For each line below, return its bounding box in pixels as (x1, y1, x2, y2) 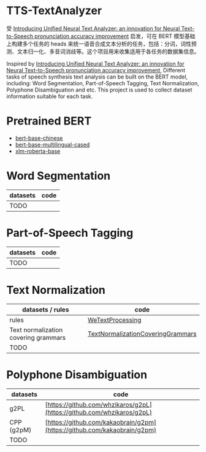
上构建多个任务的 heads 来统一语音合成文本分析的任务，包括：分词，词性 (6, 40, 192, 47)
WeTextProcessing (88, 315, 142, 324)
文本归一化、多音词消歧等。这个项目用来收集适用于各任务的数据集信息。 (17, 47, 200, 55)
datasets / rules (22, 305, 69, 313)
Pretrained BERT (6, 114, 92, 128)
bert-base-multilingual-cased (15, 140, 90, 148)
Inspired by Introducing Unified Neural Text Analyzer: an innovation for (6, 59, 185, 67)
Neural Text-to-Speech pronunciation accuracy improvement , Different (6, 66, 186, 74)
